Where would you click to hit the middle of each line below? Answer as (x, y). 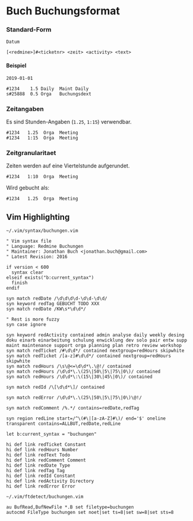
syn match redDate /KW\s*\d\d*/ (46, 309)
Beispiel (16, 66)
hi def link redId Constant (41, 476)
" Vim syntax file (29, 241)
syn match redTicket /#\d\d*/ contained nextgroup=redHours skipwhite (95, 351)
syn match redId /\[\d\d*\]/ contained (56, 387)
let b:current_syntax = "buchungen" (51, 434)
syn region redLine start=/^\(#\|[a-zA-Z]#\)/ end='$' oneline (86, 418)
